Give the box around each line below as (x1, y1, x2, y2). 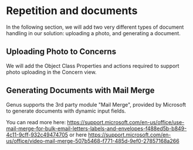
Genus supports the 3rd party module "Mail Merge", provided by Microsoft (6, 101, 187, 108)
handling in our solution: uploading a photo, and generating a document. (6, 29, 181, 36)
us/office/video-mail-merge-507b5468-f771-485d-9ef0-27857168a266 (6, 137, 180, 144)
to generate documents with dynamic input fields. (6, 107, 126, 114)
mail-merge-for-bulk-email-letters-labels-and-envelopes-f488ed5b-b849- (6, 125, 187, 132)
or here (69, 131, 87, 138)
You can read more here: (6, 118, 66, 125)
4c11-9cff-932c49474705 (6, 131, 69, 138)
